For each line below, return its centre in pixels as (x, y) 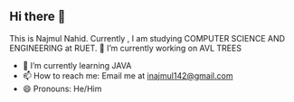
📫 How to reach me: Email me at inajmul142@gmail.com (128, 75)
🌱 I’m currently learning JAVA (77, 65)
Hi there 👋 (38, 17)
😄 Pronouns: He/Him (62, 88)
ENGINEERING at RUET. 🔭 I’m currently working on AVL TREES (126, 48)
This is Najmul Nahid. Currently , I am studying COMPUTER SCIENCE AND (147, 38)
